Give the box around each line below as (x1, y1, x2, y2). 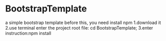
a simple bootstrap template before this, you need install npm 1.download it (5, 19, 161, 25)
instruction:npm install (5, 30, 51, 36)
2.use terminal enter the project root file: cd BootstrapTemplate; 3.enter (5, 24, 153, 30)
